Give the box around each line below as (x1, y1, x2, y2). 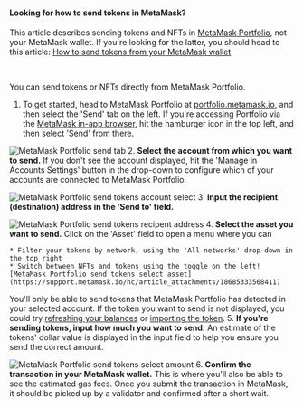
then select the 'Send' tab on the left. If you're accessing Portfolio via (22, 109, 281, 119)
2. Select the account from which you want (128, 146, 292, 157)
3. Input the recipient (197, 192, 279, 203)
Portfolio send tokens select (49, 270, 165, 280)
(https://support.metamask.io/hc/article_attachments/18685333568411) (9, 278, 281, 287)
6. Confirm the (195, 359, 251, 370)
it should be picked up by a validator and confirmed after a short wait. (9, 388, 270, 399)
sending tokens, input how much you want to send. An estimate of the (9, 322, 276, 334)
